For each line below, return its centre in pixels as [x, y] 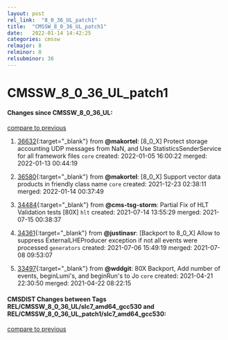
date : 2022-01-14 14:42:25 [49, 33]
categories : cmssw [34, 39]
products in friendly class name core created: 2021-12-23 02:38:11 [112, 184]
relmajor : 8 [24, 46]
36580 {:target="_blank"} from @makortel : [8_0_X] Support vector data [119, 177]
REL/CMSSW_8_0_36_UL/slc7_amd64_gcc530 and [81, 306]
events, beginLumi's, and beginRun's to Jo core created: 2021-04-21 [115, 276]
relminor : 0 [24, 53]
